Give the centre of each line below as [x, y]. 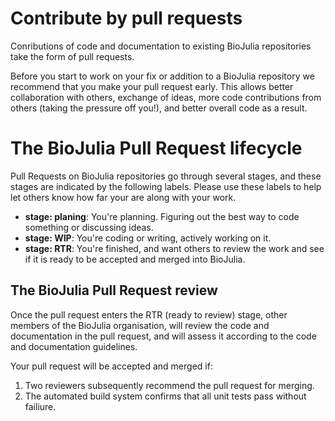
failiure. [40, 406]
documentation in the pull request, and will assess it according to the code [163, 336]
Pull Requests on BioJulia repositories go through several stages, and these [166, 176]
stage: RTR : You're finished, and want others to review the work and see [174, 248]
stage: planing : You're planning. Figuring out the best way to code [162, 216]
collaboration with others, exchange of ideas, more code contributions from [166, 97]
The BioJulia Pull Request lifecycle [156, 148]
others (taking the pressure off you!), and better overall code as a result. [159, 108]
